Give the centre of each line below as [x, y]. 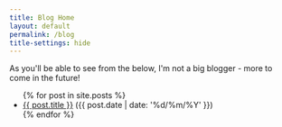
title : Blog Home [42, 18]
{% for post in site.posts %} [74, 95]
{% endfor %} [48, 114]
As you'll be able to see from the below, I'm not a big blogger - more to [141, 68]
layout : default [40, 26]
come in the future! [45, 78]
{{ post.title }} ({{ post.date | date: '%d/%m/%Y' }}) [118, 105]
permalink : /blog [42, 34]
